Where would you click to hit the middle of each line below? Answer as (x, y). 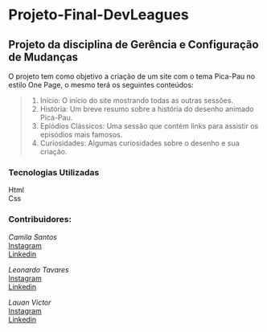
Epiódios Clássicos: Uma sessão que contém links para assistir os (149, 126)
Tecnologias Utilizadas (54, 172)
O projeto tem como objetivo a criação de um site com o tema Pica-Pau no (132, 76)
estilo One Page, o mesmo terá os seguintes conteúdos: (101, 85)
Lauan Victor (30, 302)
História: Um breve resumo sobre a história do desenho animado (147, 109)
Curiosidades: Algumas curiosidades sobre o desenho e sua (140, 143)
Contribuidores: (40, 219)
